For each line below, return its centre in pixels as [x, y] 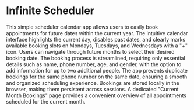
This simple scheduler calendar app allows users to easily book [82, 27]
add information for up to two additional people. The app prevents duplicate [97, 70]
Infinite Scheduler [50, 11]
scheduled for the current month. [46, 101]
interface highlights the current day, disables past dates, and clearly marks [96, 39]
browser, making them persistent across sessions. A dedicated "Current [92, 89]
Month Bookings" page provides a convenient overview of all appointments [96, 95]
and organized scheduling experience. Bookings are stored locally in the [93, 82]
